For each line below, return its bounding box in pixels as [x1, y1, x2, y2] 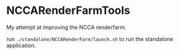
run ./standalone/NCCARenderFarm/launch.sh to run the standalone [6, 35, 173, 42]
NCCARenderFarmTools [6, 4, 131, 18]
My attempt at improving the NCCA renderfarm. [6, 24, 127, 31]
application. [6, 42, 36, 49]
